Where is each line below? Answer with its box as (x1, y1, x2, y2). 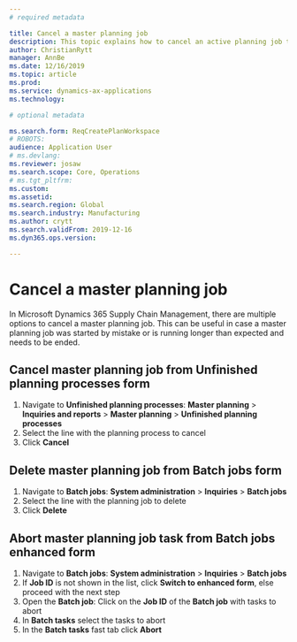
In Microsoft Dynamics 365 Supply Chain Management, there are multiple (9, 309, 277, 319)
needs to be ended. (9, 337, 80, 348)
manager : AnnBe (9, 54, 65, 63)
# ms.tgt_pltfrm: (9, 176, 73, 185)
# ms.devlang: (9, 151, 62, 160)
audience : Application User (9, 143, 113, 152)
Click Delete (21, 505, 68, 516)
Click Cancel (21, 437, 70, 447)
